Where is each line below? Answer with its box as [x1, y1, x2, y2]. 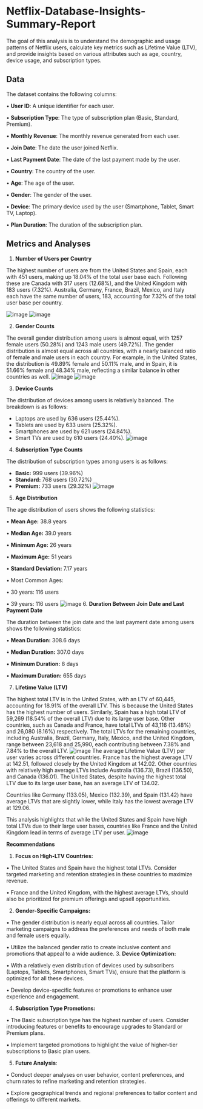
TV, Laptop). [6, 209, 38, 216]
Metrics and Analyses [6, 239, 91, 249]
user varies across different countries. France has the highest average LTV [6, 754, 193, 761]
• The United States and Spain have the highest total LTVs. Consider [6, 864, 177, 871]
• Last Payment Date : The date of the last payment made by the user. [6, 156, 181, 163]
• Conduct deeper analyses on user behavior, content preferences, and [6, 1071, 185, 1078]
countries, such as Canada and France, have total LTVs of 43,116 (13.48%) [6, 721, 191, 729]
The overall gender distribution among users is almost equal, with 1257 [6, 334, 183, 342]
